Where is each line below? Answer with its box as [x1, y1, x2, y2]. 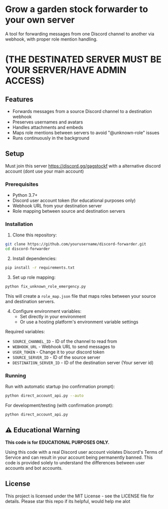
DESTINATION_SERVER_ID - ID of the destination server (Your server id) [12, 359, 154, 365]
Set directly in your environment [19, 313, 86, 319]
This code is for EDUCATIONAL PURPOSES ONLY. [5, 439, 110, 445]
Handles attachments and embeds [12, 124, 83, 130]
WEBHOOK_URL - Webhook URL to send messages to [12, 343, 115, 349]
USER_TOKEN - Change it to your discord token [12, 349, 105, 355]
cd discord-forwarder [5, 246, 50, 251]
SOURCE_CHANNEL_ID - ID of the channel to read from [12, 338, 117, 344]
